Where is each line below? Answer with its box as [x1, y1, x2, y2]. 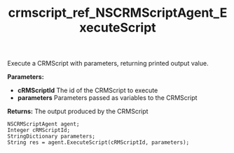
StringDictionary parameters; [7, 133, 96, 140]
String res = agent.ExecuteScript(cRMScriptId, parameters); [7, 139, 190, 146]
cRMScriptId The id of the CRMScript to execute [17, 86, 158, 95]
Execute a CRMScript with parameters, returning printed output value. [7, 59, 209, 68]
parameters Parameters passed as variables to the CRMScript [17, 94, 198, 102]
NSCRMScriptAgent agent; [7, 121, 80, 128]
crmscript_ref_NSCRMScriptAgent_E [8, 5, 228, 21]
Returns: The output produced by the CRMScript [7, 107, 149, 116]
